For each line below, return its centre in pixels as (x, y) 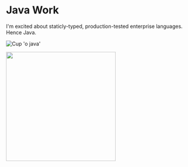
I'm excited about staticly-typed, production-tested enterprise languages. (94, 26)
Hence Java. (21, 32)
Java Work (33, 10)
